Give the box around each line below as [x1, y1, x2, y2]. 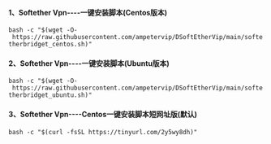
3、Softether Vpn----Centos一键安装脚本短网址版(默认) [8, 110, 197, 119]
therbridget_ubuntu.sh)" [8, 91, 92, 99]
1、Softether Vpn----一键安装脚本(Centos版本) [8, 7, 168, 17]
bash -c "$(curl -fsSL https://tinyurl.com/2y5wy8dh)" [8, 128, 198, 136]
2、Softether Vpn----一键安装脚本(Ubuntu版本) [8, 58, 170, 68]
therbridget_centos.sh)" [8, 41, 92, 49]
